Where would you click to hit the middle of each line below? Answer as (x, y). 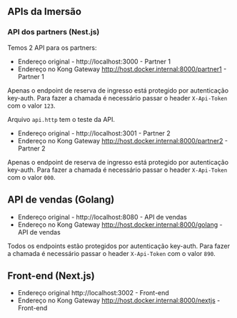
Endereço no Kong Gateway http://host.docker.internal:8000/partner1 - (122, 69)
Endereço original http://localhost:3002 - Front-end (93, 293)
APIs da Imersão (45, 12)
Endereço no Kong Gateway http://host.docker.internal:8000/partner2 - (123, 140)
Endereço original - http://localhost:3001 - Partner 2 (94, 133)
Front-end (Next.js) (51, 276)
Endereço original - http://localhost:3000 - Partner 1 (94, 61)
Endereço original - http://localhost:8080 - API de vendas (102, 217)
